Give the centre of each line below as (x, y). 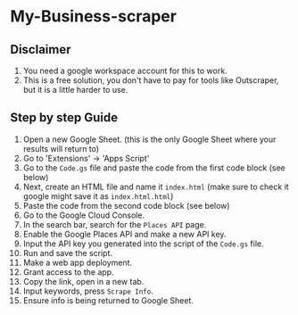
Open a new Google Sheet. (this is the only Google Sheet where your (149, 139)
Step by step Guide (64, 118)
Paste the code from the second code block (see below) (126, 205)
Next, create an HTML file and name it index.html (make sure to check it (156, 187)
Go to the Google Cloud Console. (84, 215)
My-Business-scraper (94, 17)
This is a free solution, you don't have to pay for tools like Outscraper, (151, 80)
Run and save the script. (68, 253)
